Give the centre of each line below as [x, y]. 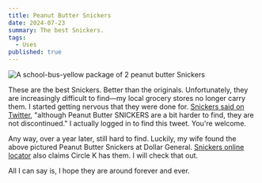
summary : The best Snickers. [56, 30]
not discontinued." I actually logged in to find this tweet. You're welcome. [127, 123]
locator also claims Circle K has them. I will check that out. [103, 155]
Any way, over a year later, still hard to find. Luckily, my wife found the [122, 138]
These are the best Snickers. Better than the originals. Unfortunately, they [128, 90]
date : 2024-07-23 [37, 23]
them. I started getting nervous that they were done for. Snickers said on [126, 106]
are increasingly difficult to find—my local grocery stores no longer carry [127, 98]
